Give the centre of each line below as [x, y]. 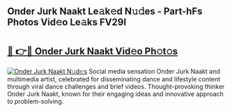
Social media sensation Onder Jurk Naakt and [154, 71]
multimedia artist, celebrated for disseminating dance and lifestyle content [114, 79]
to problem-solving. [36, 101]
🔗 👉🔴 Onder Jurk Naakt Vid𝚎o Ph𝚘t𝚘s [93, 51]
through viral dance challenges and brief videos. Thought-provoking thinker [116, 87]
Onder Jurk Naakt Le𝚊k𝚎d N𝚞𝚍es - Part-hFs [105, 11]
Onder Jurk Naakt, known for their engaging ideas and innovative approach [116, 94]
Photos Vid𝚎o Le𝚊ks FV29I [67, 23]
